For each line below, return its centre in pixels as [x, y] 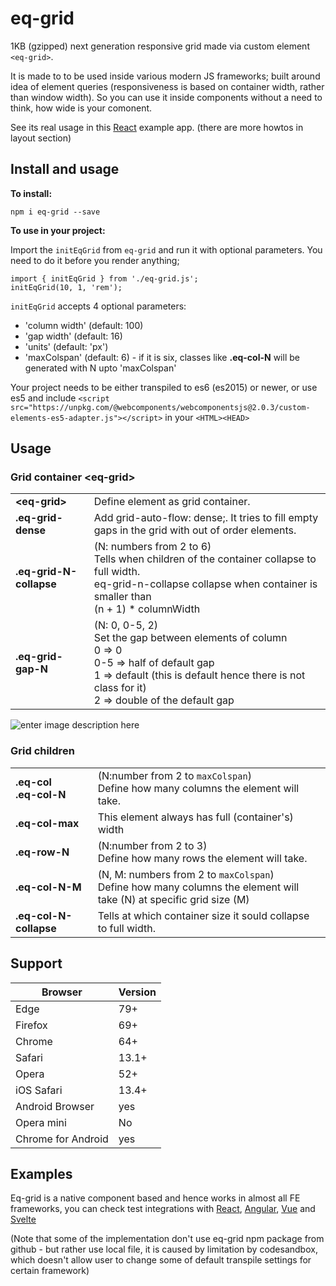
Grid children [42, 751]
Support [36, 963]
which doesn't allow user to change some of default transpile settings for [161, 1260]
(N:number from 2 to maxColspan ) [174, 775]
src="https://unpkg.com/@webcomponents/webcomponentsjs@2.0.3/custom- [160, 407]
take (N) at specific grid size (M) [173, 899]
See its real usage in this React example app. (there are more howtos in [157, 127]
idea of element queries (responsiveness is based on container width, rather [167, 86]
